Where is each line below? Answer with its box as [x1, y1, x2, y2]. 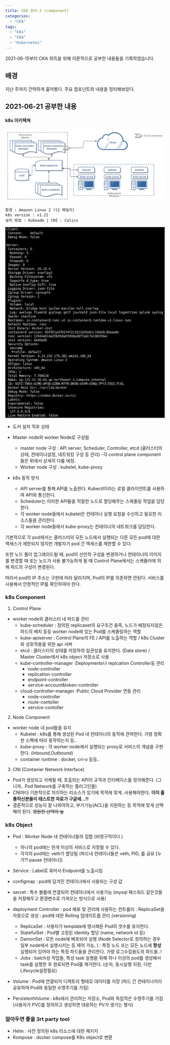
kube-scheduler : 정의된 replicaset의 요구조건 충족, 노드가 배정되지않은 [20, 622, 163, 628]
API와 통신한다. [25, 491, 56, 498]
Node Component [12, 714, 50, 720]
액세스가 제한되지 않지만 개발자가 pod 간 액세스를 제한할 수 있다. [5, 540, 132, 547]
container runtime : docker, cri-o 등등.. [20, 756, 100, 762]
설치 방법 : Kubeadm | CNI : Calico [5, 218, 78, 223]
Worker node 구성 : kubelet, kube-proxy [20, 464, 103, 470]
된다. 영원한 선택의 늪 [22, 808, 64, 814]
